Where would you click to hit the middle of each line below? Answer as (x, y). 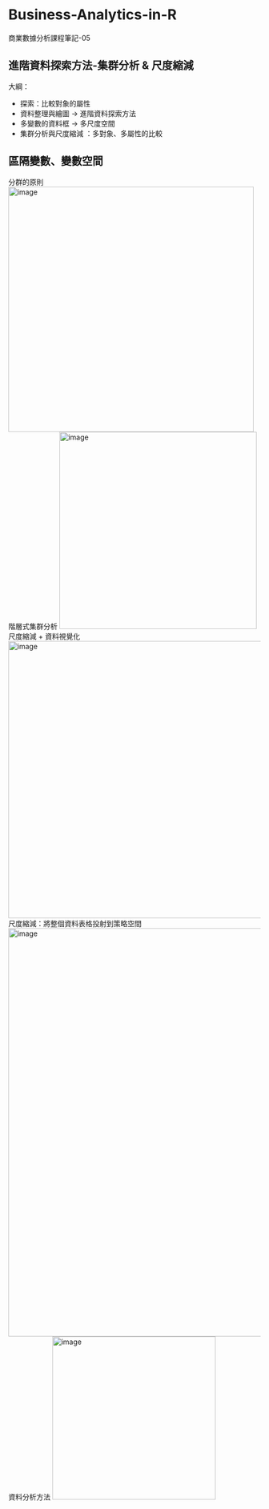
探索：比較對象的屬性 (55, 103)
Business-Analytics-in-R (93, 15)
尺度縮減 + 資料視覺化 (44, 636)
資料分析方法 (29, 1497)
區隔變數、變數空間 (56, 161)
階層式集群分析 (33, 626)
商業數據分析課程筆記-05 (49, 38)
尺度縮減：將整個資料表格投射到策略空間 (75, 923)
